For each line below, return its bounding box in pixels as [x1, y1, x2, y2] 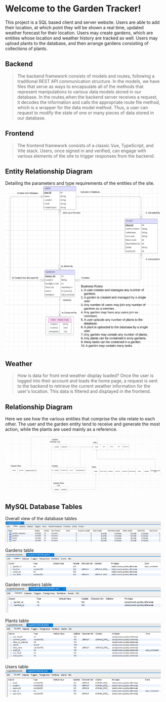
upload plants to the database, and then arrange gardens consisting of [5, 40, 149, 46]
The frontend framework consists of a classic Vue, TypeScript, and [17, 142, 154, 148]
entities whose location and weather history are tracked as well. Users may [5, 35, 158, 41]
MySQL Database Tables [5, 502, 83, 511]
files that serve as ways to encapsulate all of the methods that [17, 83, 144, 89]
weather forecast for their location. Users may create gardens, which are [5, 30, 153, 36]
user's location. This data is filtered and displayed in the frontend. [17, 388, 151, 394]
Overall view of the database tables [5, 516, 78, 522]
